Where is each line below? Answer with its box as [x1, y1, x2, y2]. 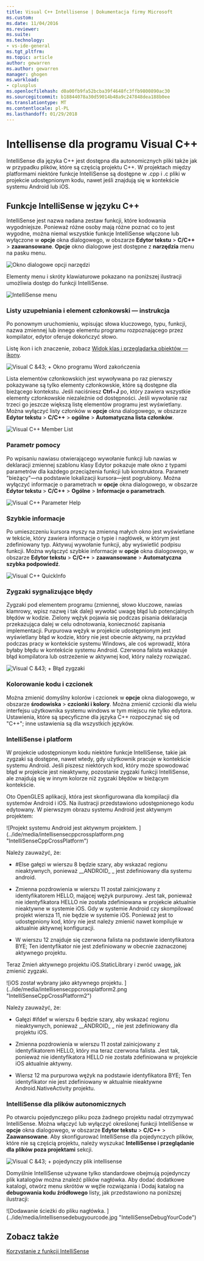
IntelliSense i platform [6, 735, 72, 743]
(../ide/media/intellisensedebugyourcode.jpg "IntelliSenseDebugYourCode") [6, 1213, 197, 1221]
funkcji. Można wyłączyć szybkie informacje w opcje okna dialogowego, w [6, 548, 194, 555]
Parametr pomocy [6, 441, 61, 450]
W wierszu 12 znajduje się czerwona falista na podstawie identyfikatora [15, 936, 195, 943]
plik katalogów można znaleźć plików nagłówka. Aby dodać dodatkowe [6, 1176, 185, 1184]
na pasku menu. [6, 249, 47, 256]
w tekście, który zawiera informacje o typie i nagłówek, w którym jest [6, 534, 180, 542]
